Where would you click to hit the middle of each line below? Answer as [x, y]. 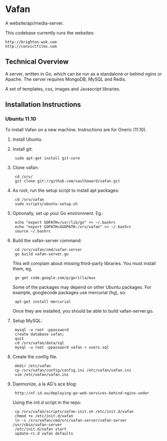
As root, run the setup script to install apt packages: [66, 190]
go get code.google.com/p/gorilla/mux [55, 278]
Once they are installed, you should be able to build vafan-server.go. [83, 311]
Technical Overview [37, 62]
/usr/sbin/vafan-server [37, 425]
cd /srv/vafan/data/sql [39, 343]
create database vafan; [39, 334]
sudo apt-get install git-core [47, 158]
